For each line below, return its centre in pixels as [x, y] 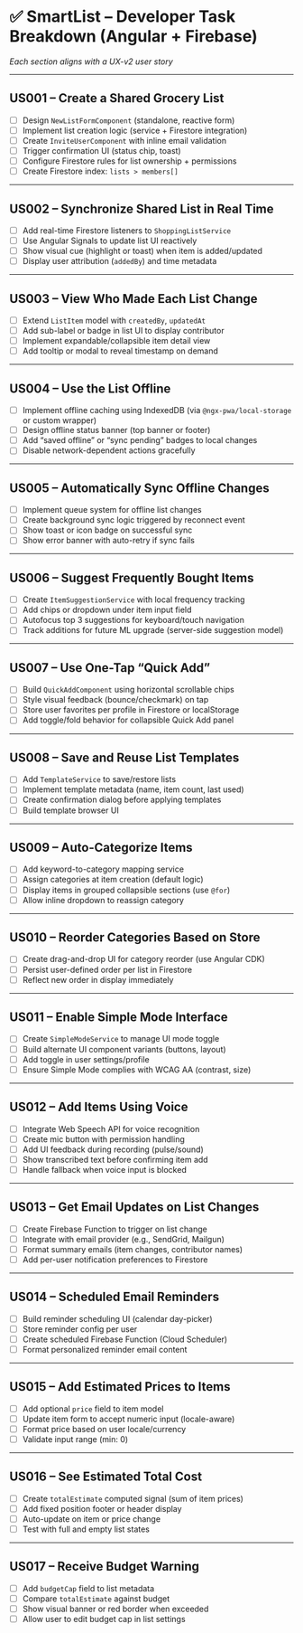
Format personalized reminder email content [105, 1349]
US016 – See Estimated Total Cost [106, 1477]
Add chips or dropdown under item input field [107, 610]
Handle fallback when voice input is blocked [104, 1169]
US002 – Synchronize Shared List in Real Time [142, 208]
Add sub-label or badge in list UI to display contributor [123, 331]
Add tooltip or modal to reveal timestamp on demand [120, 351]
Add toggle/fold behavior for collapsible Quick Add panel [128, 720]
